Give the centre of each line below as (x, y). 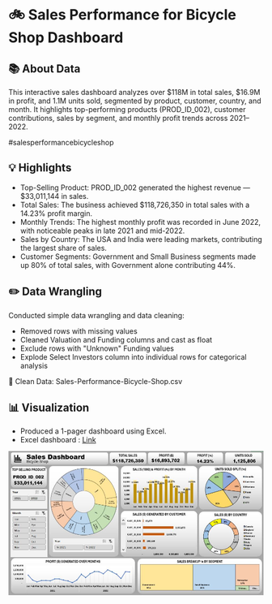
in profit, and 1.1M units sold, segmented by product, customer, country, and (135, 101)
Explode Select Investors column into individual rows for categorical (133, 356)
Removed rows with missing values (79, 331)
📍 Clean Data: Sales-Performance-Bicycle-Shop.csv (96, 381)
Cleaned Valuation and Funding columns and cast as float (116, 339)
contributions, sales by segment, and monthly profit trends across (118, 118)
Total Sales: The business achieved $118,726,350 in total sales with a (135, 205)
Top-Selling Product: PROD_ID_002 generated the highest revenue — (135, 188)
